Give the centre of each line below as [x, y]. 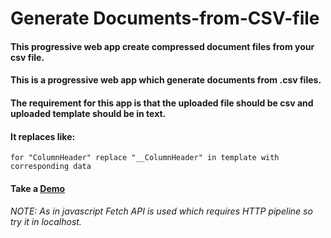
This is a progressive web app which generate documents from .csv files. [166, 80]
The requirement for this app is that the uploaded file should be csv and [162, 103]
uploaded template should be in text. [88, 113]
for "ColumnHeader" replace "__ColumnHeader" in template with [145, 158]
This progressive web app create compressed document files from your [162, 46]
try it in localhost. [46, 222]
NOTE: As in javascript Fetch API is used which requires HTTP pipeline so [161, 211]
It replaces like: [43, 136]
